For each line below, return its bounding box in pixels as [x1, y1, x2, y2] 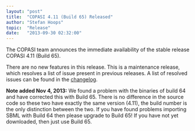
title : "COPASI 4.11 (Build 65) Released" [6, 14, 114, 20]
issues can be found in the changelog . [6, 76, 98, 83]
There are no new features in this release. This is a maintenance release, [6, 63, 180, 70]
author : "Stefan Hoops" [6, 19, 64, 25]
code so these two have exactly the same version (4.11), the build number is [6, 100, 187, 107]
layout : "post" [6, 8, 43, 15]
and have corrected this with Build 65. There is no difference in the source [6, 94, 184, 101]
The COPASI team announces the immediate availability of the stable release [6, 46, 190, 53]
